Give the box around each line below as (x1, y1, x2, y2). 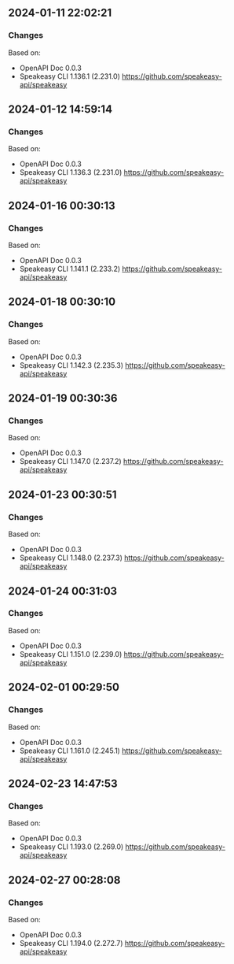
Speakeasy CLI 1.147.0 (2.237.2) (19, 457, 122, 466)
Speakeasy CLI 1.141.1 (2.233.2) (19, 264, 121, 274)
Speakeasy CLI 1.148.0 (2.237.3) (19, 553, 123, 562)
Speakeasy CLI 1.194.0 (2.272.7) (19, 938, 123, 947)
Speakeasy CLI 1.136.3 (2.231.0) (19, 168, 122, 177)
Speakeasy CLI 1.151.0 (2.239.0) (19, 649, 122, 658)
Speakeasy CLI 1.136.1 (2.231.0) (19, 71, 120, 81)
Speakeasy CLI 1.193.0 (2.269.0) (19, 842, 124, 851)
